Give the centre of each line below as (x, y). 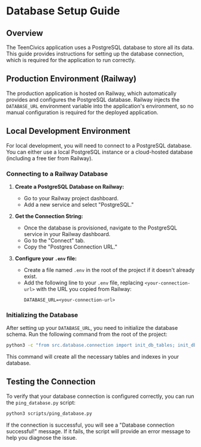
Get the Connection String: (49, 216)
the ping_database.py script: (41, 402)
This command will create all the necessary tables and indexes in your (93, 357)
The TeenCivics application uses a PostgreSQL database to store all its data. (100, 47)
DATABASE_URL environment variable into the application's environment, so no (100, 106)
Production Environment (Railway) (71, 79)
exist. (31, 276)
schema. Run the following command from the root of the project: (87, 334)
